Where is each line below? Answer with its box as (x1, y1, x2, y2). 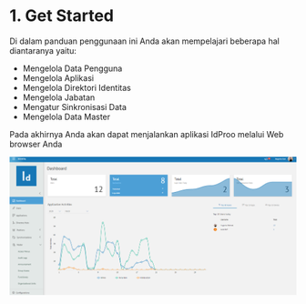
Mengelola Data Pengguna (22, 63, 123, 74)
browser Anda (9, 138, 63, 149)
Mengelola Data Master (22, 111, 111, 122)
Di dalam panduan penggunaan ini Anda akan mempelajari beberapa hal (9, 35, 280, 46)
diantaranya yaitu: (9, 45, 77, 56)
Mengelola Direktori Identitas (22, 82, 132, 93)
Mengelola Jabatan (22, 92, 96, 103)
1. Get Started (9, 5, 115, 26)
